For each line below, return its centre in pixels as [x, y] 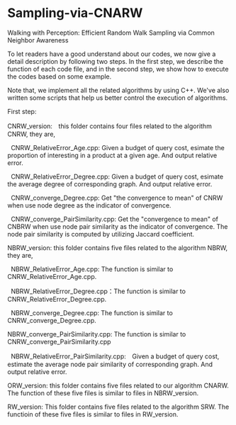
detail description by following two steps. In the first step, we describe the [116, 61]
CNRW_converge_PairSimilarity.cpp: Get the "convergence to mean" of [114, 219]
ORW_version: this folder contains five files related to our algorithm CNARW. [118, 385]
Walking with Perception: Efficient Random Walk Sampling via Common [111, 33]
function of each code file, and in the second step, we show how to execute [118, 69]
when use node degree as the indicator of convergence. [89, 205]
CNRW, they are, [31, 134]
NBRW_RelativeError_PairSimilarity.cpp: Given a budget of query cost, [115, 356]
